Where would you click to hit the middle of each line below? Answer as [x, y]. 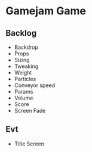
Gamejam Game [46, 11]
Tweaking [26, 66]
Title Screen [29, 144]
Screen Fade [30, 111]
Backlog [21, 33]
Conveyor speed [35, 85]
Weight [23, 72]
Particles [25, 79]
